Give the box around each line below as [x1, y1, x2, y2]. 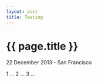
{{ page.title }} [6, 40, 79, 53]
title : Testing [6, 14, 43, 20]
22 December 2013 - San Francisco [6, 59, 92, 66]
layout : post [6, 8, 38, 15]
